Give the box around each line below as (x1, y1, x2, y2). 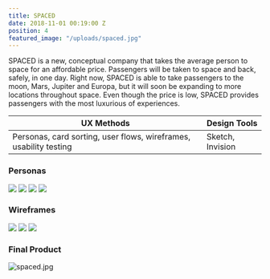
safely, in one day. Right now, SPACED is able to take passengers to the (8, 73, 244, 83)
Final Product (8, 244, 62, 255)
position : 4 (8, 26, 48, 34)
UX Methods (80, 118, 130, 129)
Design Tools (206, 118, 258, 129)
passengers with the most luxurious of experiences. (8, 99, 181, 108)
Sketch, (206, 131, 235, 143)
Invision (206, 141, 236, 152)
